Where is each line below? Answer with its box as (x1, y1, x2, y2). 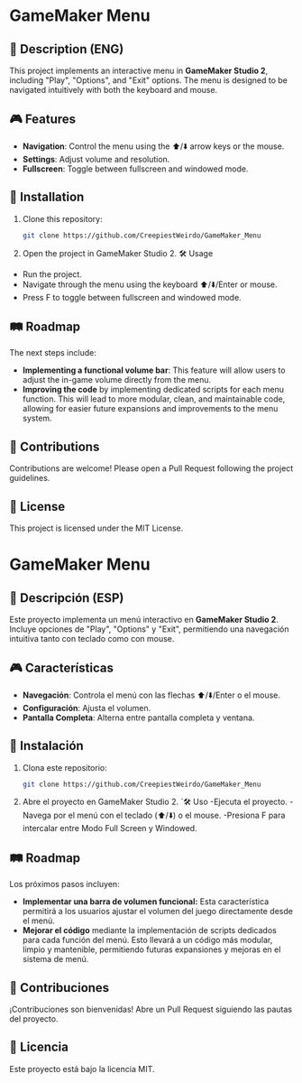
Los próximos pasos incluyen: (9, 879, 120, 890)
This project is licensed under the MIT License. (9, 523, 184, 533)
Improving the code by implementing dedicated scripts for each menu (22, 384, 284, 395)
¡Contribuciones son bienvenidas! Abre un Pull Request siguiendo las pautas (9, 1004, 293, 1015)
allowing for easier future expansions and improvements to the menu (22, 403, 279, 414)
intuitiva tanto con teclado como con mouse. (9, 633, 175, 643)
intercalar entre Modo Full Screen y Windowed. (22, 823, 197, 834)
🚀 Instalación (9, 738, 84, 754)
